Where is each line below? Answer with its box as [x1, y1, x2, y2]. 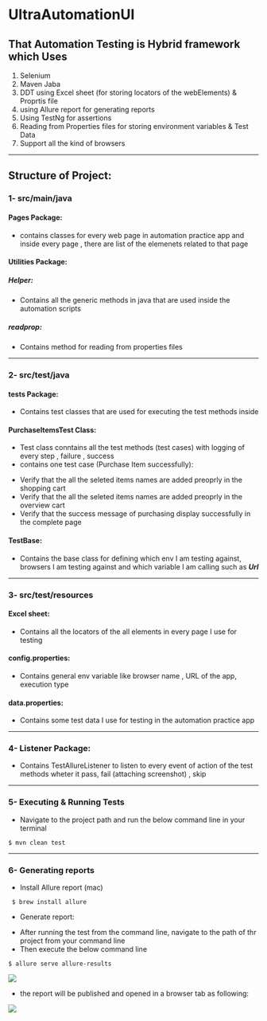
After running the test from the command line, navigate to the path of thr [19, 928, 257, 937]
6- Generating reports [8, 864, 95, 875]
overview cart [19, 500, 65, 510]
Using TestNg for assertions [19, 113, 112, 123]
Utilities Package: [8, 257, 68, 267]
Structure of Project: [8, 169, 112, 182]
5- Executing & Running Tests [8, 796, 125, 808]
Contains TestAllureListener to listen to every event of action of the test [19, 761, 253, 770]
